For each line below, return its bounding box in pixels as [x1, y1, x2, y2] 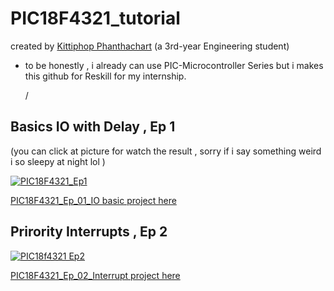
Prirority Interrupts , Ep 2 [10, 223, 168, 241]
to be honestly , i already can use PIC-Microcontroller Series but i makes [24, 59, 324, 71]
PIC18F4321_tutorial [10, 7, 181, 30]
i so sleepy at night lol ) [10, 155, 106, 167]
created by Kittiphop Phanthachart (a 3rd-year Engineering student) [10, 40, 290, 52]
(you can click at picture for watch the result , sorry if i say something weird [10, 145, 322, 157]
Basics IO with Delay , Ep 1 [10, 118, 176, 136]
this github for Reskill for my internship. [24, 70, 187, 82]
